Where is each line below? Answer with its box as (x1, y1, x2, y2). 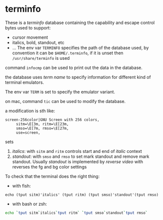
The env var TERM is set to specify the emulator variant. (5, 89, 116, 95)
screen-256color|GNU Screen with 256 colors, (5, 117, 99, 122)
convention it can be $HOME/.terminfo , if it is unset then (12, 50, 124, 56)
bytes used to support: (5, 24, 51, 30)
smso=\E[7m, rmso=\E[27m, (16, 126, 69, 131)
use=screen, (16, 130, 41, 135)
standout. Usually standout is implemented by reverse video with (12, 158, 143, 165)
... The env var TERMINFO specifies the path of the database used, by (12, 45, 149, 50)
